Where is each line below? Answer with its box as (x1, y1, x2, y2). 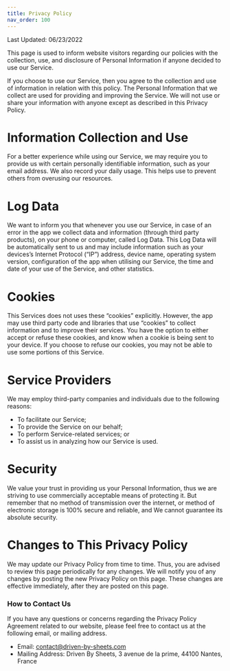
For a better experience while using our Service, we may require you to (7, 152, 208, 161)
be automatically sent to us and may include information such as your (7, 243, 204, 251)
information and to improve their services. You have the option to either (7, 326, 209, 334)
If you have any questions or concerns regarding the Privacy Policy (7, 615, 197, 623)
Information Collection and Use (7, 130, 189, 145)
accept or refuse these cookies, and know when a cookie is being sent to (7, 334, 214, 342)
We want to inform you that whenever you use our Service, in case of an (7, 221, 211, 229)
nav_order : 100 (7, 16, 51, 23)
